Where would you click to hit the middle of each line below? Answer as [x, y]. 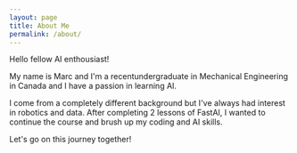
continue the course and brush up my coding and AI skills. [116, 122]
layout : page [33, 17]
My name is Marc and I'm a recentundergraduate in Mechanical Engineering [148, 76]
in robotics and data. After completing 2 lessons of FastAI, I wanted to [137, 113]
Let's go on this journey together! [70, 140]
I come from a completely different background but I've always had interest [147, 103]
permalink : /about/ [45, 34]
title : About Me [39, 26]
